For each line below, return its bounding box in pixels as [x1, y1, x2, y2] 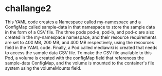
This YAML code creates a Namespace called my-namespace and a [5, 19, 141, 25]
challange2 [5, 3, 52, 14]
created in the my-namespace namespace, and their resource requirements [5, 34, 157, 40]
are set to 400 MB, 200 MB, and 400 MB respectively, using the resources [5, 39, 154, 45]
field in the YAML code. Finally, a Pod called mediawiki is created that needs [5, 45, 158, 50]
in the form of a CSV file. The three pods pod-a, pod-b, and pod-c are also [5, 29, 155, 35]
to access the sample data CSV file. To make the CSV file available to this [5, 49, 152, 56]
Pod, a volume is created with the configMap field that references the [5, 55, 144, 61]
